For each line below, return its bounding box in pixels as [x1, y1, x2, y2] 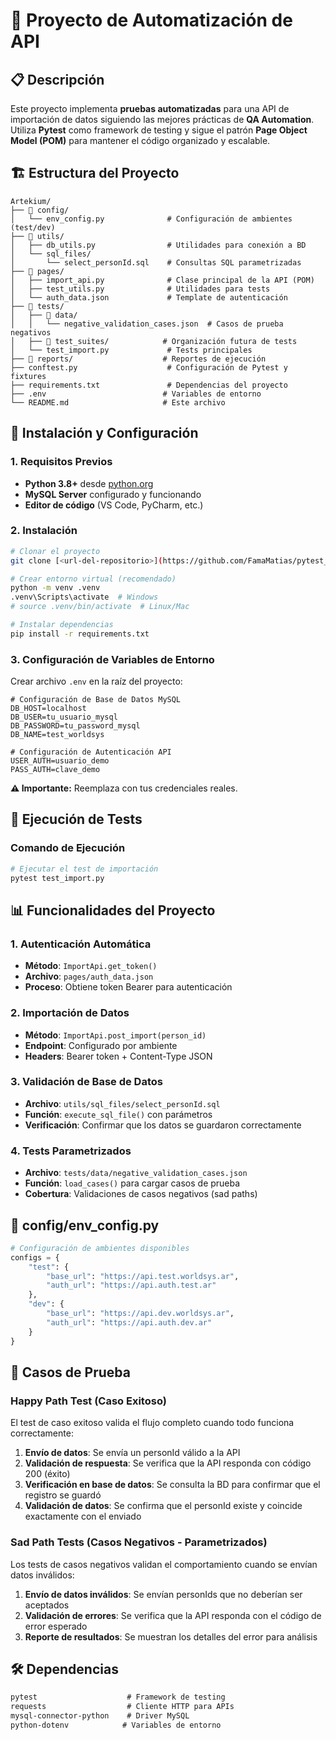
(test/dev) [10, 222, 56, 233]
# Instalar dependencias [10, 620, 114, 630]
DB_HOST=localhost [10, 704, 87, 714]
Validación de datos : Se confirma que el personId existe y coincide [24, 1500, 303, 1512]
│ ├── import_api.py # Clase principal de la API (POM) [10, 275, 315, 285]
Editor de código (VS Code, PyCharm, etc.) [24, 499, 204, 511]
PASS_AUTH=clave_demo [10, 765, 101, 775]
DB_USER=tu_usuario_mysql [10, 712, 118, 723]
